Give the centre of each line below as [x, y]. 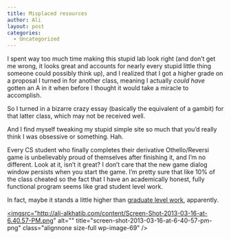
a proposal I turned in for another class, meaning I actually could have [106, 81]
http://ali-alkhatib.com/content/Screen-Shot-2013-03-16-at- [122, 214]
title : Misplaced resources [47, 13]
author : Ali [24, 20]
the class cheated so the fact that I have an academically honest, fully [106, 179]
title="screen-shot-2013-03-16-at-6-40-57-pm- [144, 220]
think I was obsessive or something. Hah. [65, 137]
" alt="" [64, 220]
